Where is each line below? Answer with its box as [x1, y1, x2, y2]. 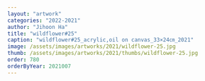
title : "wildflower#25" [7, 30, 78, 37]
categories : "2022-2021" [7, 17, 81, 24]
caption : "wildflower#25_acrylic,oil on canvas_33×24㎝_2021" [7, 37, 194, 44]
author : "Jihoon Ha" [7, 23, 69, 30]
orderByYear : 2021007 [7, 63, 72, 70]
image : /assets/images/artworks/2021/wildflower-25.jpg [7, 43, 176, 50]
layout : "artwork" [7, 10, 62, 18]
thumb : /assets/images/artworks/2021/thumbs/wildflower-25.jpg [7, 50, 199, 57]
